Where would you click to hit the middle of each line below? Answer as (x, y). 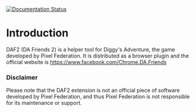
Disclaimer (22, 77)
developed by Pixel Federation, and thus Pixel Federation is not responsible (98, 97)
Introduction (37, 33)
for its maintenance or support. (44, 103)
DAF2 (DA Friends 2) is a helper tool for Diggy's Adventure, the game (91, 49)
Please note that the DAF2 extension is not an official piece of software (93, 90)
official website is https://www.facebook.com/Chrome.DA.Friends (86, 62)
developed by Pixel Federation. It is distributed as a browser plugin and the (97, 56)
